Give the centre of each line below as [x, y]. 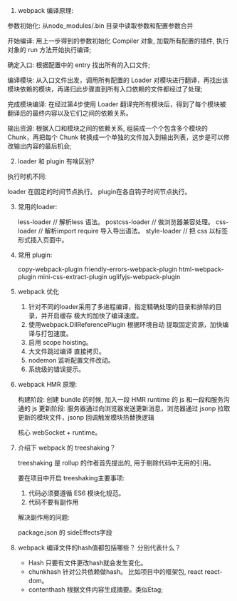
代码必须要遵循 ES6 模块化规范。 [77, 493]
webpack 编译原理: [45, 10]
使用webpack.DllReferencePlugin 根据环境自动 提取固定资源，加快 [125, 324]
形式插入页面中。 [43, 240]
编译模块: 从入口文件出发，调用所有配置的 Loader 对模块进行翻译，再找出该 [118, 80]
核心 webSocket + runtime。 [59, 433]
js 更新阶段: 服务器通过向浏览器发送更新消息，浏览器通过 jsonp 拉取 [131, 408]
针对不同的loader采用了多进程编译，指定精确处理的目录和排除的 [122, 307]
